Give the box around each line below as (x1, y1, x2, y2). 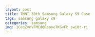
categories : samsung (5, 20, 47, 25)
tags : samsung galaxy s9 (5, 16, 56, 21)
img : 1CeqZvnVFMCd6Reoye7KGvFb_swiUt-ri (5, 25, 89, 30)
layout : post (5, 7, 32, 12)
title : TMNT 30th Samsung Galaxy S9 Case (5, 12, 91, 16)
